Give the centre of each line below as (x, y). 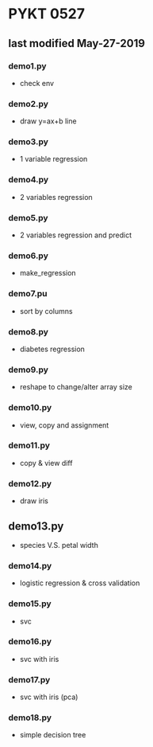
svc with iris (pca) (49, 697)
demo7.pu (28, 294)
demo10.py (30, 408)
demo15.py (30, 604)
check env (36, 83)
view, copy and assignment (64, 425)
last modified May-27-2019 (76, 43)
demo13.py (36, 526)
